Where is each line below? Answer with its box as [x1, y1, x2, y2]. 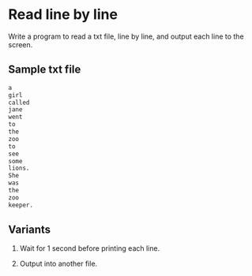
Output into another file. [19, 259, 98, 269]
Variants [8, 223, 51, 237]
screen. [8, 39, 33, 49]
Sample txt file [8, 63, 81, 76]
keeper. [8, 201, 34, 209]
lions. [8, 164, 30, 173]
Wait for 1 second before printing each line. [19, 244, 160, 253]
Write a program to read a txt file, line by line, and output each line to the [8, 32, 244, 41]
